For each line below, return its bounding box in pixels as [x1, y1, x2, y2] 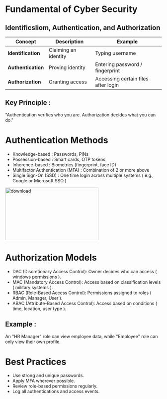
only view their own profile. [5, 339, 61, 345]
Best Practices [5, 356, 67, 368]
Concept [15, 38, 36, 45]
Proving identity [49, 64, 86, 71]
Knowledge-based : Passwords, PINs [12, 151, 88, 157]
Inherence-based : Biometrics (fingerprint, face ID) [12, 161, 117, 168]
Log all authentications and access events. [12, 389, 100, 395]
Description [55, 38, 84, 45]
